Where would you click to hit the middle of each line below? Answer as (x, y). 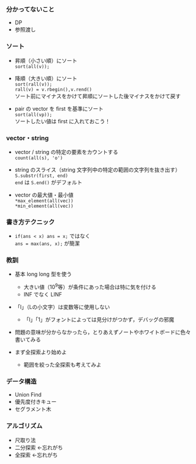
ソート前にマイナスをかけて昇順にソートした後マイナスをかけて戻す (98, 96)
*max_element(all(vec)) (44, 201)
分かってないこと (30, 9)
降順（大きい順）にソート (46, 78)
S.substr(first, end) (41, 176)
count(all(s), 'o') (39, 158)
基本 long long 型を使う (43, 274)
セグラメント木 (33, 409)
